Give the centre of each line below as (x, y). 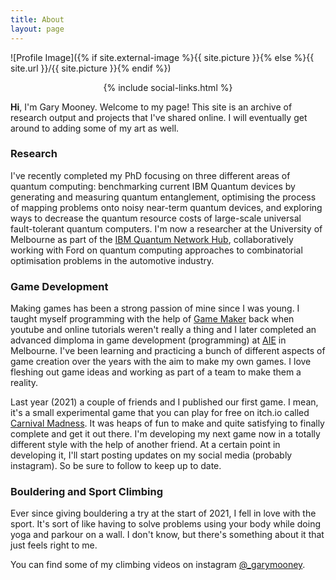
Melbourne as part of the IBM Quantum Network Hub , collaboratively (152, 239)
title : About (37, 19)
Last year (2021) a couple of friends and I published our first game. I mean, (164, 402)
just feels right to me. (54, 545)
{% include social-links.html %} (168, 87)
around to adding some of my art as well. (95, 128)
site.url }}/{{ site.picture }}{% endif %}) (91, 68)
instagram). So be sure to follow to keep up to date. (116, 466)
